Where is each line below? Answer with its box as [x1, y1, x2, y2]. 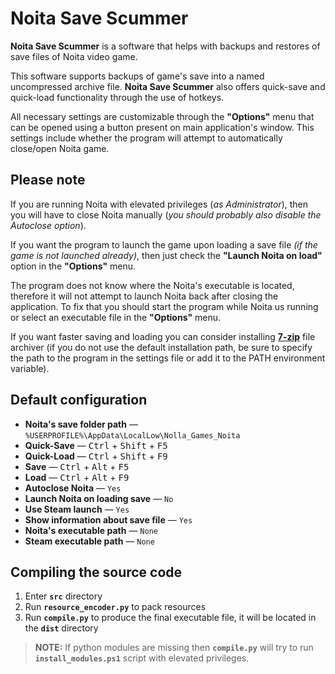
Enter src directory [24, 590, 103, 602]
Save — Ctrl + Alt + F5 [24, 460, 130, 472]
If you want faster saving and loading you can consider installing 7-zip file [10, 330, 316, 342]
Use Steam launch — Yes [24, 503, 130, 515]
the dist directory [24, 622, 99, 634]
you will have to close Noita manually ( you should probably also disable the [10, 208, 322, 221]
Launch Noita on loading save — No [24, 492, 174, 504]
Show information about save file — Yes [24, 513, 193, 526]
